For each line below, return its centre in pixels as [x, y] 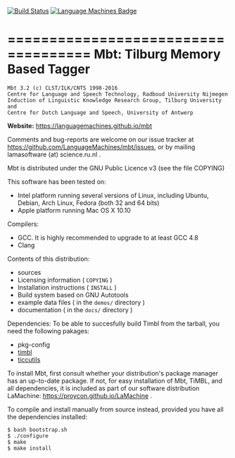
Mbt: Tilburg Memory [157, 55]
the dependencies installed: [47, 416]
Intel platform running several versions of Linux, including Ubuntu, [113, 195]
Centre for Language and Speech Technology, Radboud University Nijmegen [118, 94]
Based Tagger [49, 69]
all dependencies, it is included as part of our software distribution [103, 388]
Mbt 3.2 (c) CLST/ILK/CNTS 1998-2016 [63, 88]
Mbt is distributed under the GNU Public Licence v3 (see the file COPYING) [116, 168]
